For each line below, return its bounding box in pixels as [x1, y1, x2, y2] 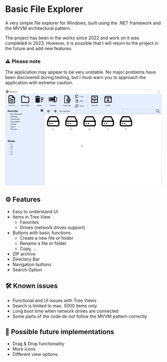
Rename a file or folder [19, 240, 67, 246]
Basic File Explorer [5, 3, 83, 15]
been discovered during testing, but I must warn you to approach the [5, 75, 146, 81]
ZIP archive [12, 251, 36, 257]
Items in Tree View [12, 214, 51, 220]
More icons [12, 346, 36, 352]
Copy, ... [19, 245, 37, 252]
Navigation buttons [12, 261, 52, 267]
